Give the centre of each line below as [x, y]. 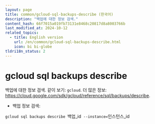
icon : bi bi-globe [33, 47]
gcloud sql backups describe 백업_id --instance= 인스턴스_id [68, 117]
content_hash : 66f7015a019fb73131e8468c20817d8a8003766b [65, 24]
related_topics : [22, 33]
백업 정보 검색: [26, 106]
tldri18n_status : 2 [25, 51]
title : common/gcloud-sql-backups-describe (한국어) [59, 14]
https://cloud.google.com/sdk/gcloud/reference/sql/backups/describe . [78, 96]
